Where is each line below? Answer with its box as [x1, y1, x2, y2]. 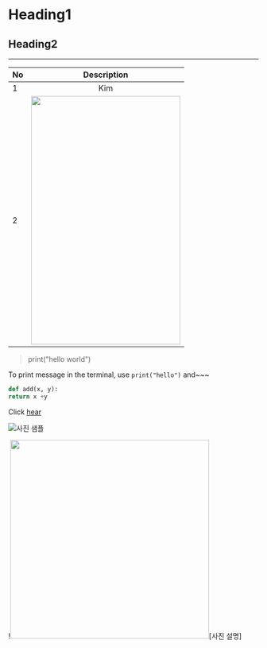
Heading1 [8, 6, 72, 24]
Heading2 [8, 37, 58, 51]
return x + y [8, 392, 48, 401]
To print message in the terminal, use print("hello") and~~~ [8, 370, 210, 379]
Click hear [8, 407, 42, 417]
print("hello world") [27, 355, 91, 363]
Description [83, 69, 129, 80]
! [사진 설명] [8, 631, 242, 641]
